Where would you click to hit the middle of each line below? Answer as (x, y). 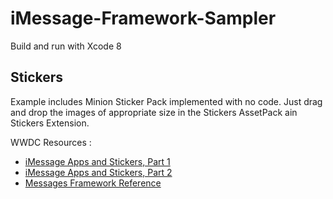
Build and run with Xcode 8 (66, 46)
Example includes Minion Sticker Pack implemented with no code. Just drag (166, 101)
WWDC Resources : (51, 142)
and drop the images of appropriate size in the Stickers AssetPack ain (154, 112)
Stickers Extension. (50, 123)
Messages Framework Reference (93, 183)
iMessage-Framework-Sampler (143, 18)
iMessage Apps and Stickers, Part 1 (97, 161)
